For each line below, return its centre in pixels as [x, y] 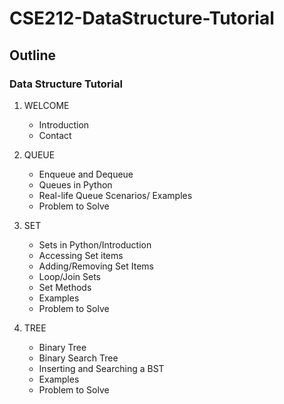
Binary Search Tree [78, 358]
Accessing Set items [81, 255]
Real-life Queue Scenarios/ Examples [115, 195]
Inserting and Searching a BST [101, 368]
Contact [55, 135]
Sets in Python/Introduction [95, 244]
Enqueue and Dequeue [86, 174]
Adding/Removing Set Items [96, 266]
